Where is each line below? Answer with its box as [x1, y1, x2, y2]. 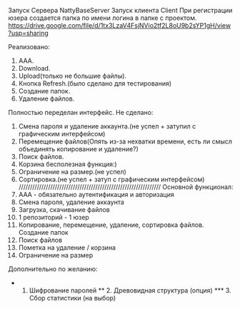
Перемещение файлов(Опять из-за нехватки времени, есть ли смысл [18, 137, 233, 146]
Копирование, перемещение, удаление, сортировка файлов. [18, 221, 204, 229]
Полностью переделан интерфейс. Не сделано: [8, 108, 154, 116]
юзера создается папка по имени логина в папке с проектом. [8, 14, 197, 22]
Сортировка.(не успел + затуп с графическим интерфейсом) [18, 175, 205, 183]
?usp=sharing [8, 29, 49, 37]
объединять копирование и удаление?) [18, 145, 139, 153]
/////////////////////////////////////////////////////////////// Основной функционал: [18, 183, 234, 191]
